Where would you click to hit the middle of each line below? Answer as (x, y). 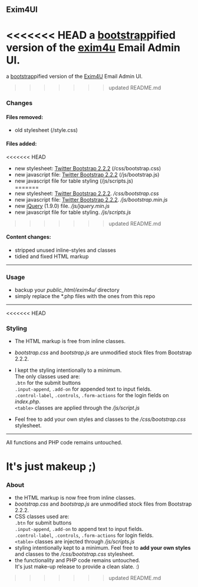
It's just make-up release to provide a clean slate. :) (77, 566)
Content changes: (29, 237)
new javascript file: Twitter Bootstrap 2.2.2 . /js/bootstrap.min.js (91, 199)
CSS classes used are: (42, 516)
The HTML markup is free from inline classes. (70, 341)
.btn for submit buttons (43, 522)
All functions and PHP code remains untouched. (64, 443)
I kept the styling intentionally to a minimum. (68, 370)
